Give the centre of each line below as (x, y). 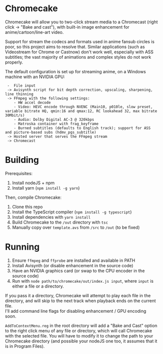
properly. (14, 62)
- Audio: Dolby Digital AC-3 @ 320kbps (54, 119)
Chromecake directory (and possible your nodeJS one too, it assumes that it (81, 341)
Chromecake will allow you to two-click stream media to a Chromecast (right (81, 22)
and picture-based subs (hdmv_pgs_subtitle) (51, 132)
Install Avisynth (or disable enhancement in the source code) (73, 265)
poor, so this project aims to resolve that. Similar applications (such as (75, 47)
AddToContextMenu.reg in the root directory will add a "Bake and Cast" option (81, 325)
